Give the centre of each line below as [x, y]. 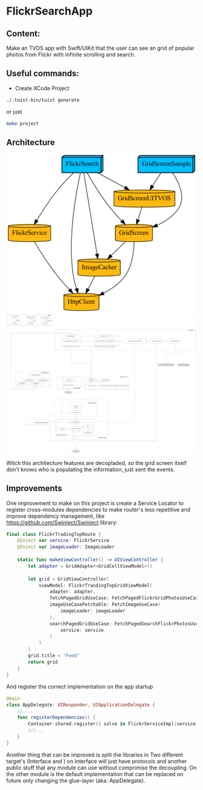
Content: [23, 34]
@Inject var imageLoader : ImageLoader [66, 547]
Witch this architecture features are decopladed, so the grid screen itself [97, 463]
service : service [82, 630]
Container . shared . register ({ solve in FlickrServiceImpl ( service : [113, 724]
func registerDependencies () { [56, 718]
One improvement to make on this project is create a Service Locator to [95, 503]
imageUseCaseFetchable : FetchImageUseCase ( [105, 604]
